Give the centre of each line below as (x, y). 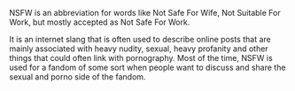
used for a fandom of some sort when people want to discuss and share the (147, 67)
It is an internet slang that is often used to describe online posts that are (140, 39)
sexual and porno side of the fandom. (78, 77)
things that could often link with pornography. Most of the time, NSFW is (141, 58)
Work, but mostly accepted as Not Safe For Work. (100, 22)
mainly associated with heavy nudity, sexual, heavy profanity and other (139, 49)
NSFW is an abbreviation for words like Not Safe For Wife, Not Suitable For (145, 13)
